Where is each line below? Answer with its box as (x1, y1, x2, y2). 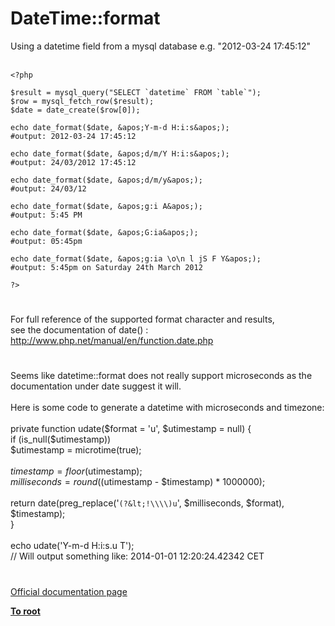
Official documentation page (10, 585, 128, 597)
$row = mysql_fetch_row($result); (10, 96, 155, 106)
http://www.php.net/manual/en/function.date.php (10, 335, 214, 347)
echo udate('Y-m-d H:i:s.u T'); (10, 540, 135, 552)
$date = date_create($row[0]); (10, 105, 141, 115)
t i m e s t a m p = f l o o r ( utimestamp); (10, 465, 143, 477)
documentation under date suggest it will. (10, 380, 182, 392)
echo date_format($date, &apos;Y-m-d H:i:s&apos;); (10, 122, 230, 132)
